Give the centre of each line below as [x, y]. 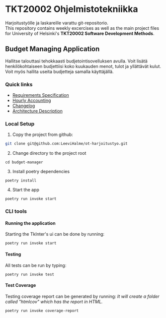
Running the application [30, 223]
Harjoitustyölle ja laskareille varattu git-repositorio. [57, 23]
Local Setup [20, 124]
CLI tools [16, 211]
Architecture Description [38, 111]
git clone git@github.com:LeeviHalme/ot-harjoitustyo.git [66, 144]
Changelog [24, 106]
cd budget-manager [24, 162]
